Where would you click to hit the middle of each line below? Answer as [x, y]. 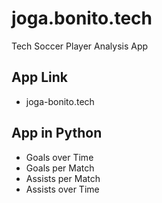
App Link [39, 77]
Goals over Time [59, 157]
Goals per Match [60, 168]
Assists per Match [63, 178]
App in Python [57, 133]
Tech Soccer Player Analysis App [80, 46]
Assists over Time [62, 189]
